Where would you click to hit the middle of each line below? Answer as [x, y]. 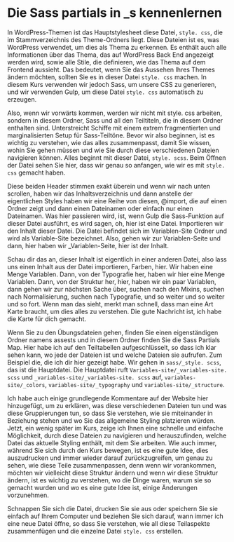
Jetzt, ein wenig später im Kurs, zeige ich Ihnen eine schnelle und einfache [115, 428]
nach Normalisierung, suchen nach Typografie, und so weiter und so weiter [116, 297]
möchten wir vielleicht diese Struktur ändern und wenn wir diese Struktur [113, 473]
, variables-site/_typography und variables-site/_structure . [135, 384]
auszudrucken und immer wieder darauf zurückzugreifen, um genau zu [110, 458]
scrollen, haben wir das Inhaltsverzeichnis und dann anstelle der [100, 194]
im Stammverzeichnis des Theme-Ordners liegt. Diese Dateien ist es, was [113, 39]
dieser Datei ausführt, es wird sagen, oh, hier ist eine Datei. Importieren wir [116, 223]
